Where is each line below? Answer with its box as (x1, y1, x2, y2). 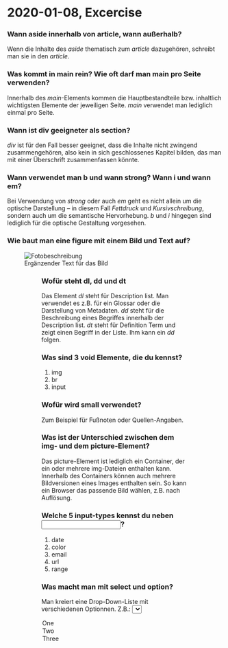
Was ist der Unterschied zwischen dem (41, 433, 175, 443)
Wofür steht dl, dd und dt (41, 276, 127, 286)
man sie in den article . (7, 52, 70, 60)
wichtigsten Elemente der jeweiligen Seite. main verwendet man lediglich (7, 101, 213, 109)
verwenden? (7, 78, 50, 87)
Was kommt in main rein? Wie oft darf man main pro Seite (7, 69, 201, 79)
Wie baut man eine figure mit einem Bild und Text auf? (7, 236, 190, 245)
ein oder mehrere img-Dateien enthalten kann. (41, 464, 172, 472)
